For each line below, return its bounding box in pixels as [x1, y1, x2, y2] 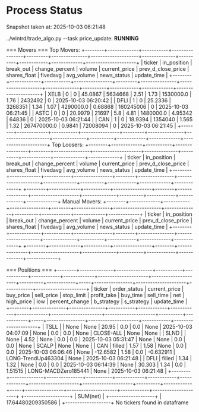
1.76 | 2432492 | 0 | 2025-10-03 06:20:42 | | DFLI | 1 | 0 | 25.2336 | [6, 96, 171, 104]
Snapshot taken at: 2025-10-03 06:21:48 [6, 23, 106, 30]
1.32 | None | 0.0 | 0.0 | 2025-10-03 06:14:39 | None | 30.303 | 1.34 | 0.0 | [6, 361, 186, 368]
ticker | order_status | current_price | [94, 285, 184, 292]
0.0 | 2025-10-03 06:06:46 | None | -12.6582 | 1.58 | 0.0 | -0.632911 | [6, 348, 175, 356]
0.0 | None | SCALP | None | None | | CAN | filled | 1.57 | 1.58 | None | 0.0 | [6, 342, 187, 349]
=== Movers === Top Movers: [6, 46, 80, 54]
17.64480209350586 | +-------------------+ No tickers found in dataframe [6, 399, 189, 406]
